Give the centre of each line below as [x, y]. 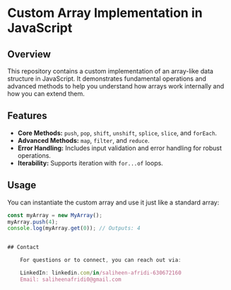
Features [27, 116]
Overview [29, 54]
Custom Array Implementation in [105, 13]
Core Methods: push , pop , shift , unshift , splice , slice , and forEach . [117, 133]
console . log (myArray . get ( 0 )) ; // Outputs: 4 [74, 228]
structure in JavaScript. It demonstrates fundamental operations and [107, 79]
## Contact [23, 248]
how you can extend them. [46, 94]
